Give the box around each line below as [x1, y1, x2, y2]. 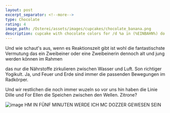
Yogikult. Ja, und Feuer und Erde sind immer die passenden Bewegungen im [5, 71, 165, 77]
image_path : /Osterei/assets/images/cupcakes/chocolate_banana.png [5, 26, 152, 32]
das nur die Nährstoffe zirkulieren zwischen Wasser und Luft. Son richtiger [5, 66, 162, 72]
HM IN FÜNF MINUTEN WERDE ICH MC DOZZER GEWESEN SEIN [24, 102, 161, 107]
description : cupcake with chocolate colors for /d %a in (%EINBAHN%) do [5, 31, 165, 36]
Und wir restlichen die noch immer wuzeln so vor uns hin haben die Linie [5, 87, 158, 92]
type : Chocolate [5, 17, 40, 22]
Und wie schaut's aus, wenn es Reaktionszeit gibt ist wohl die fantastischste [5, 45, 165, 51]
